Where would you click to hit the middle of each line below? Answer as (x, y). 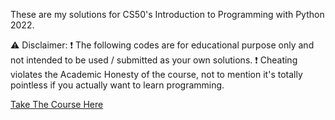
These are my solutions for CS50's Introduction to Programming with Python (167, 14)
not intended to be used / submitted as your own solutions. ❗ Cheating (154, 60)
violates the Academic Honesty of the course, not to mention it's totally (156, 74)
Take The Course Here (57, 104)
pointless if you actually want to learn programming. (117, 85)
